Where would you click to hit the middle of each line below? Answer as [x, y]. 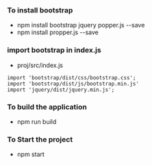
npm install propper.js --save [58, 32]
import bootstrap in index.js [54, 50]
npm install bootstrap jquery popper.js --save [81, 25]
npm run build [37, 121]
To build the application [47, 107]
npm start [30, 154]
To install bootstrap [40, 10]
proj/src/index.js [40, 65]
